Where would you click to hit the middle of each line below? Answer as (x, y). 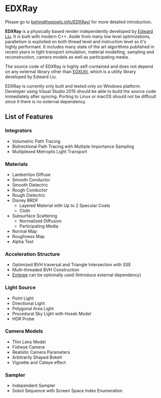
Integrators (19, 130)
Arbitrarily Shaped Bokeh (37, 357)
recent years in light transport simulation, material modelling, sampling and (80, 52)
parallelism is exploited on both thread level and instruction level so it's (76, 41)
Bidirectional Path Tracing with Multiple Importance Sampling (73, 146)
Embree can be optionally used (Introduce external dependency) (77, 275)
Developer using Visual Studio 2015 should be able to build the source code (80, 91)
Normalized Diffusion (40, 221)
